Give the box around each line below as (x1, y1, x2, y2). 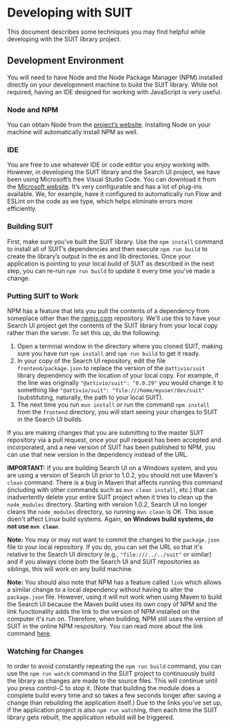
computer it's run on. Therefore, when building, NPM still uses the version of (7, 614, 224, 623)
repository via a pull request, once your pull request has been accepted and (7, 436, 222, 444)
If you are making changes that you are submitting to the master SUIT (7, 428, 204, 436)
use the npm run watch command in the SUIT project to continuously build (7, 670, 215, 678)
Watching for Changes (7, 646, 84, 656)
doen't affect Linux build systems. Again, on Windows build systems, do (7, 515, 214, 523)
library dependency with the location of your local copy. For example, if (16, 371, 219, 379)
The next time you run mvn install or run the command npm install (16, 400, 210, 409)
